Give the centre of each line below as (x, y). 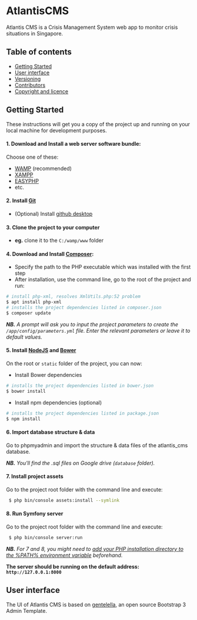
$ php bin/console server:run (46, 538)
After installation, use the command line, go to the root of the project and (103, 280)
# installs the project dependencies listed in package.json (83, 413)
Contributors (30, 85)
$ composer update (29, 313)
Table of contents (39, 52)
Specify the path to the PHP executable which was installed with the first (103, 267)
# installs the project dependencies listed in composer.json (84, 308)
